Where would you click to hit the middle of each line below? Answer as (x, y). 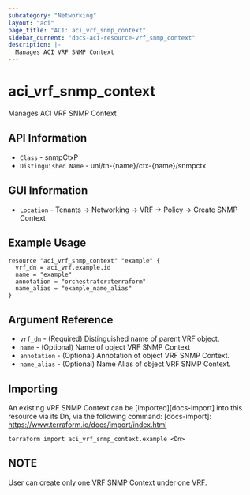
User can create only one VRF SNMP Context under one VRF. (108, 482)
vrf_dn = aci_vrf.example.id (63, 268)
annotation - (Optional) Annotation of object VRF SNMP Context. (125, 356)
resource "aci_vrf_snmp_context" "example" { (84, 261)
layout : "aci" (32, 23)
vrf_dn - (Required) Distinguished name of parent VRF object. (119, 339)
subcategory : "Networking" (52, 15)
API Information (48, 138)
